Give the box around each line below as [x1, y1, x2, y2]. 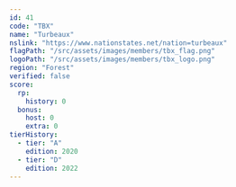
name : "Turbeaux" [9, 30, 75, 39]
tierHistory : [9, 130, 59, 139]
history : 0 [25, 96, 67, 106]
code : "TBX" [9, 22, 54, 31]
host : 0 [25, 113, 54, 122]
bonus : [17, 105, 42, 114]
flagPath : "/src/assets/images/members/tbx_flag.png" [9, 47, 216, 56]
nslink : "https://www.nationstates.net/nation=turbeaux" [9, 38, 228, 48]
